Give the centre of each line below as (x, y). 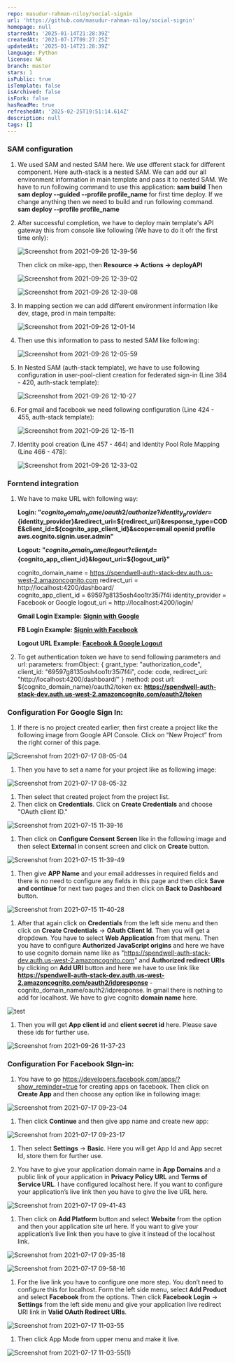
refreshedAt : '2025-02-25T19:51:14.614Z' (69, 112)
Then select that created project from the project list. (93, 796)
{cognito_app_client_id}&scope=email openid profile (137, 529)
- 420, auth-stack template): (58, 382)
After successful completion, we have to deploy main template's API (115, 222)
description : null (34, 118)
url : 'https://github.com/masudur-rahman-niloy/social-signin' (101, 20)
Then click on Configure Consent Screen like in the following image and (122, 838)
